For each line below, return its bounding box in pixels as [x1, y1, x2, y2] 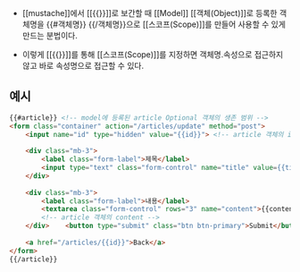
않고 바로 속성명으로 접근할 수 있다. [21, 61, 145, 71]
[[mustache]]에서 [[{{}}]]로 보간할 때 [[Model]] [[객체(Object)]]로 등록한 [21, 8, 278, 18]
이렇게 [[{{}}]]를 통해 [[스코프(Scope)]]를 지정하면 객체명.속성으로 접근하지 [21, 49, 284, 60]
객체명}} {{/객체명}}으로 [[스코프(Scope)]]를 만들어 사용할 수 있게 [57, 19, 286, 30]
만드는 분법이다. [21, 30, 78, 40]
